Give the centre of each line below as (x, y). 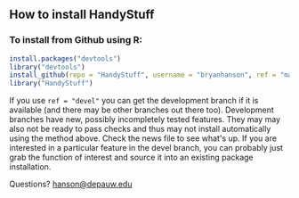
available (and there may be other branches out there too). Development (141, 110)
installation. (30, 167)
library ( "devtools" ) (48, 67)
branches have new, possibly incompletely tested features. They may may (145, 120)
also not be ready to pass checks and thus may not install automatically (140, 129)
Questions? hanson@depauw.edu (71, 184)
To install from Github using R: (76, 40)
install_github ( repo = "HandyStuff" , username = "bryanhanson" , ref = (143, 75)
